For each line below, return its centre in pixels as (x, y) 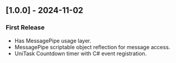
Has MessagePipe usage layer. (53, 40)
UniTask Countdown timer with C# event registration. (80, 53)
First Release (25, 28)
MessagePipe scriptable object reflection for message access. (92, 47)
